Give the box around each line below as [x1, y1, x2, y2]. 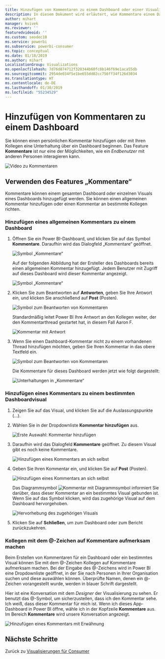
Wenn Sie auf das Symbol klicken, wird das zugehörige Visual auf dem [12, 495, 155, 501]
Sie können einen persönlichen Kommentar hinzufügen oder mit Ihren [5, 138, 146, 144]
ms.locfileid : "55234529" [5, 90, 58, 95]
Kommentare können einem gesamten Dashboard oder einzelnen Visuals [5, 190, 153, 196]
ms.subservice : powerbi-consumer [5, 44, 74, 49]
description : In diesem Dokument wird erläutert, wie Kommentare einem [5, 12, 155, 17]
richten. [5, 206, 21, 212]
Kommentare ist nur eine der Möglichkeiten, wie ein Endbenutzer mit [5, 148, 145, 154]
